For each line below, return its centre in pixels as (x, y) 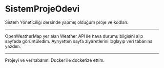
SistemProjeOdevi (42, 9)
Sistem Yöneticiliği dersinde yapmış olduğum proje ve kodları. (67, 22)
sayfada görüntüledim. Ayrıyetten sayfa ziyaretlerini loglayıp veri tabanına (79, 41)
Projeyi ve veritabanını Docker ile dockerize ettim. (55, 60)
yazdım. (13, 46)
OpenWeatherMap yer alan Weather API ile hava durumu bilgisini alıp (74, 36)
